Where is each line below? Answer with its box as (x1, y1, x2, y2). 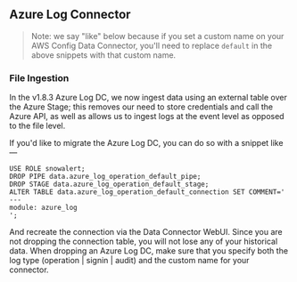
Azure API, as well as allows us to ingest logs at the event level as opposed (9, 111, 285, 122)
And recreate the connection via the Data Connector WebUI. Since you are (9, 227, 283, 238)
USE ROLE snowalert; (9, 165, 87, 173)
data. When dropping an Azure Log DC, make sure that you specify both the (9, 246, 288, 256)
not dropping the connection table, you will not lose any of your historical (9, 236, 278, 247)
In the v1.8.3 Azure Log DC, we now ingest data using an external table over (9, 93, 288, 103)
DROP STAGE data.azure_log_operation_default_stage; (9, 180, 210, 189)
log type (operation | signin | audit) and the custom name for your (9, 255, 250, 266)
